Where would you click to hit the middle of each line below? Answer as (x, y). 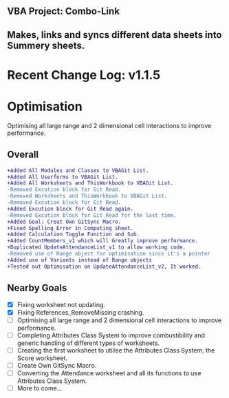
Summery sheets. (46, 45)
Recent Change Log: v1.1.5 (84, 75)
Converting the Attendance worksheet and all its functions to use (109, 373)
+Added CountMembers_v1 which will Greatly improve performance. (102, 241)
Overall (23, 155)
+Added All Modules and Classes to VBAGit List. (78, 170)
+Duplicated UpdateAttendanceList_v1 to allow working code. (97, 247)
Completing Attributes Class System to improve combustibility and (111, 335)
